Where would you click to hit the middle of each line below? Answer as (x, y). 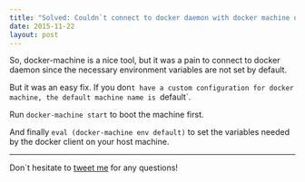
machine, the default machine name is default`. (100, 97)
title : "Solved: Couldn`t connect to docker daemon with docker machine (150, 18)
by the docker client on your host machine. (89, 142)
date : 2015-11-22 (42, 26)
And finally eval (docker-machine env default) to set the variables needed (150, 132)
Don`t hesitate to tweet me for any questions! (94, 168)
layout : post (34, 34)
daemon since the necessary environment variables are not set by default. (148, 70)
